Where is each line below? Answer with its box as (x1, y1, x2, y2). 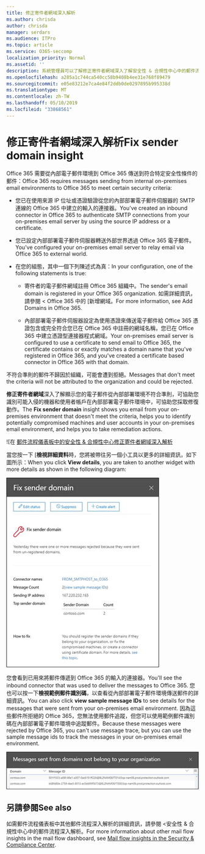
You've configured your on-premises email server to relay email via (15, 243, 184, 251)
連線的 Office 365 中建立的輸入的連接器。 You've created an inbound (15, 204, 188, 212)
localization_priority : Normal (6, 55, 86, 61)
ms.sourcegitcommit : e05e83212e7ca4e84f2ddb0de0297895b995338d (6, 81, 171, 87)
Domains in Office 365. (24, 304, 82, 311)
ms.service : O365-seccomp (6, 49, 72, 55)
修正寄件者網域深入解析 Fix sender (6, 135, 179, 149)
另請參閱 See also (6, 803, 72, 813)
